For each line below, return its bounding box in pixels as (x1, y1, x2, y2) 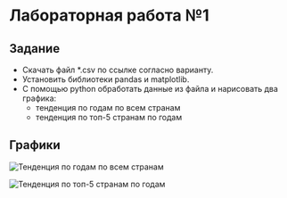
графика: (21, 93, 57, 103)
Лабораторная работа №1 (9, 5, 209, 26)
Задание (9, 41, 61, 56)
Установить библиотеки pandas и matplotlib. (21, 74, 190, 85)
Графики (9, 137, 61, 153)
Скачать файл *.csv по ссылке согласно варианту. (21, 64, 214, 75)
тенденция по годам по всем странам (35, 103, 181, 112)
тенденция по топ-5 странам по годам (35, 112, 183, 122)
